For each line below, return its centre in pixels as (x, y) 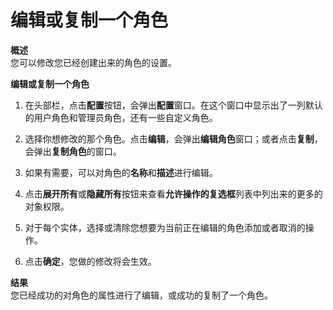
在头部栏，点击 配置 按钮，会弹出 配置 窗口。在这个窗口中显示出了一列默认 (173, 105)
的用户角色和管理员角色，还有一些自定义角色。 (121, 117)
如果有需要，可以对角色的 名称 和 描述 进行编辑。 (121, 172)
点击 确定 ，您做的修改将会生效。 (90, 261)
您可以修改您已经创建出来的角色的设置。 (93, 62)
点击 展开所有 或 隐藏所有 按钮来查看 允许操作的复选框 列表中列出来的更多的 (173, 193)
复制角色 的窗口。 (86, 151)
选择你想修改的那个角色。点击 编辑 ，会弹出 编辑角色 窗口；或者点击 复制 (169, 138)
